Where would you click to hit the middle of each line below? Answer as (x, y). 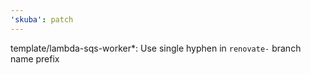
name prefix (35, 58)
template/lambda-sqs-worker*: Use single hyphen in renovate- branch (156, 48)
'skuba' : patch (42, 19)
